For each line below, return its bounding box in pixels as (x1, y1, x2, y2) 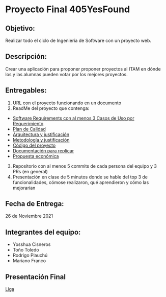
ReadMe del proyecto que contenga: (12, 105, 90, 111)
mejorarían (12, 185, 36, 191)
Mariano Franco (12, 258, 46, 264)
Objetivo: (5, 24, 36, 33)
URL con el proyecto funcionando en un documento (12, 100, 121, 106)
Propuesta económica (12, 153, 59, 159)
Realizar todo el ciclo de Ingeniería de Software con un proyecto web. (5, 37, 152, 43)
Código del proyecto (12, 142, 56, 148)
